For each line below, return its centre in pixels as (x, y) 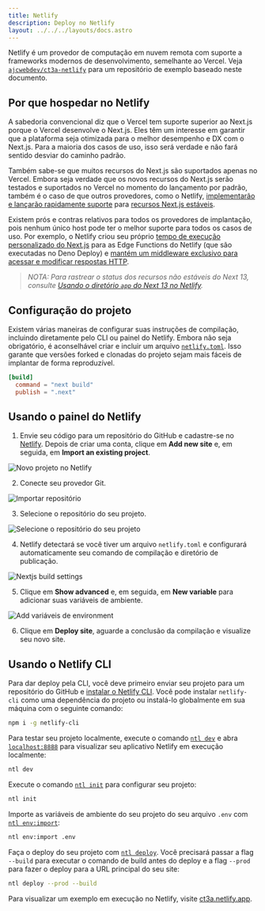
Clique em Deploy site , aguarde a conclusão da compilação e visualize (135, 631)
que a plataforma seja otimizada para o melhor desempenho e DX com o (126, 138)
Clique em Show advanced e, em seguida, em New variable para (126, 592)
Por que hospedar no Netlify (79, 102)
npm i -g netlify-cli (44, 723)
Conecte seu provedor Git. (63, 483)
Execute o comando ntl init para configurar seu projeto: (102, 784)
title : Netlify (33, 15)
